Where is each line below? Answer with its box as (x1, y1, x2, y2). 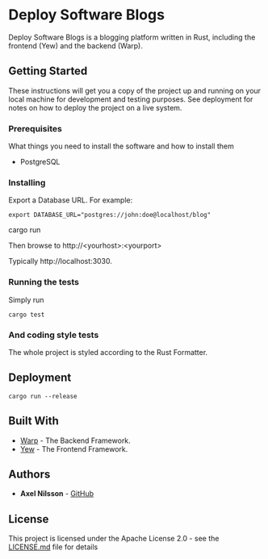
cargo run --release (8, 392, 78, 400)
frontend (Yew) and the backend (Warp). (8, 40, 143, 50)
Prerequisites (8, 123, 62, 134)
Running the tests (8, 277, 79, 288)
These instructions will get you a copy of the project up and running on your (8, 86, 261, 95)
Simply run (8, 294, 44, 304)
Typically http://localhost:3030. (8, 257, 113, 266)
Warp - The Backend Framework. (19, 436, 131, 445)
